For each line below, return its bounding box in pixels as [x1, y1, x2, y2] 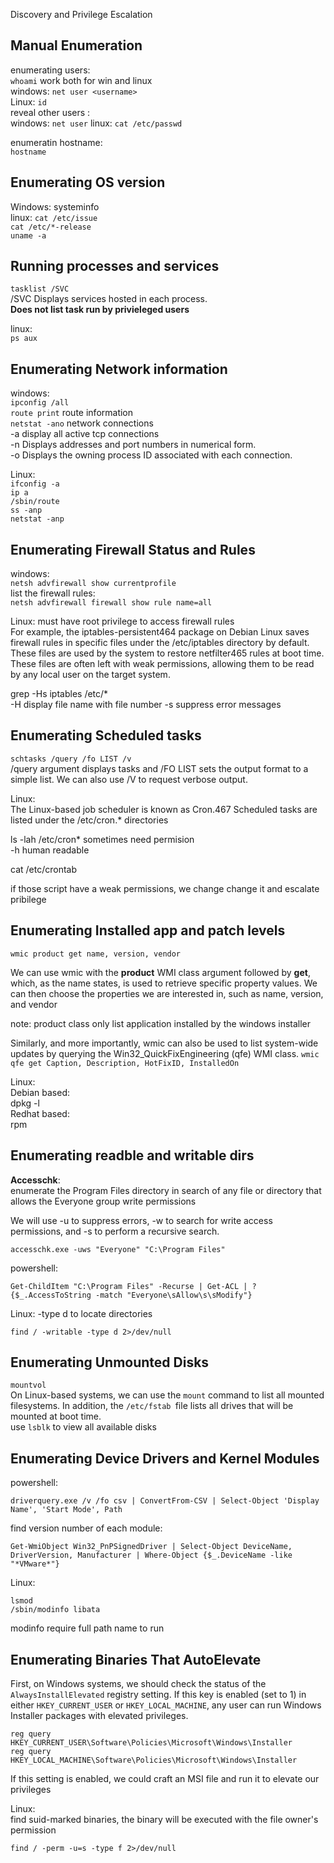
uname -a [10, 230, 47, 241]
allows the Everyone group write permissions [10, 1195, 197, 1207]
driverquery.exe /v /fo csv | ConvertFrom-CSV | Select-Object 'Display [10, 1496, 320, 1506]
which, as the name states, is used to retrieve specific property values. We [10, 977, 318, 989]
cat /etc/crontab [10, 863, 77, 875]
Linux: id [10, 95, 47, 108]
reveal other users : [10, 106, 91, 118]
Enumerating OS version [10, 174, 166, 191]
